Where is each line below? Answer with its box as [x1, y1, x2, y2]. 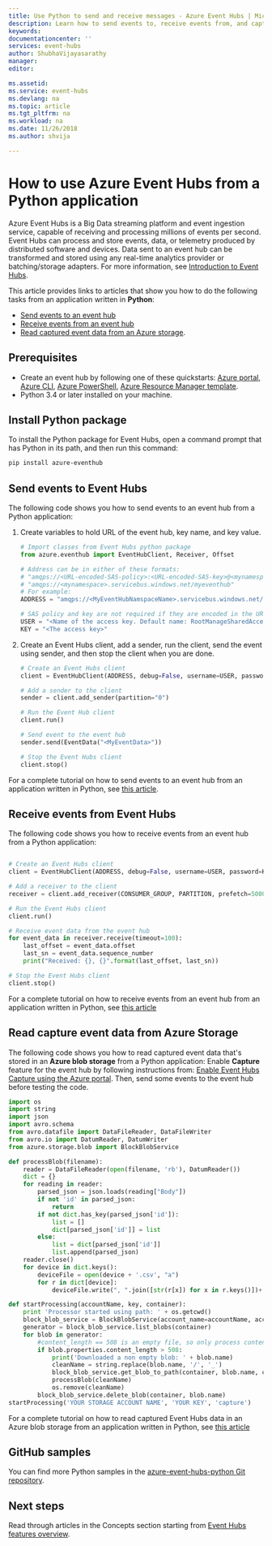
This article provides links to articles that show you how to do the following [8, 286, 257, 295]
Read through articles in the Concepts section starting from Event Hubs [8, 1521, 247, 1531]
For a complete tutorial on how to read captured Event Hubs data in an [8, 1413, 243, 1423]
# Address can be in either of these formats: [19, 565, 181, 573]
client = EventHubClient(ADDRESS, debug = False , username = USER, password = [8, 868, 263, 876]
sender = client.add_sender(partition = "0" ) [19, 694, 170, 702]
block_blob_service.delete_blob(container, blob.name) [37, 1391, 227, 1399]
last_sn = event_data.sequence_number [23, 950, 154, 958]
